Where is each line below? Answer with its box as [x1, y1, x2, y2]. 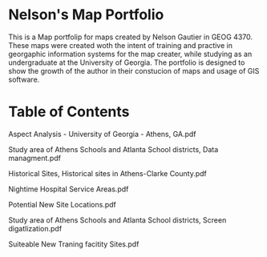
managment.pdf [8, 153, 62, 163]
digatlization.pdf [8, 223, 63, 233]
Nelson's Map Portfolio [8, 6, 164, 24]
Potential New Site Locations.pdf [8, 199, 116, 209]
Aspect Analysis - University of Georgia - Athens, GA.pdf [8, 129, 196, 139]
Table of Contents [8, 102, 130, 121]
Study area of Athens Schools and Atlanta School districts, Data [8, 144, 219, 154]
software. [8, 74, 40, 84]
